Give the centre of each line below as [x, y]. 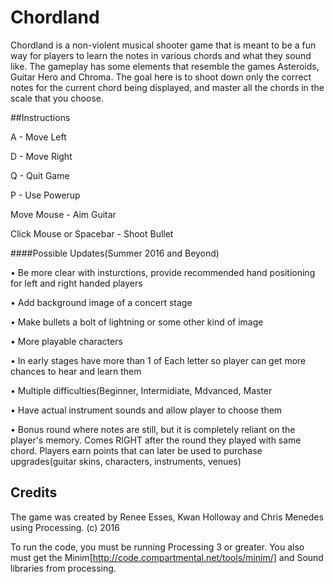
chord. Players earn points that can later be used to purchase [136, 450]
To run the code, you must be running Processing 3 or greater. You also [157, 547]
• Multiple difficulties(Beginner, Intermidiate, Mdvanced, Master [141, 390]
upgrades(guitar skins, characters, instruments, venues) [126, 461]
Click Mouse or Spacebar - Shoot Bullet [92, 233]
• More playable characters [66, 341]
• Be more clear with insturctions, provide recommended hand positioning [163, 272]
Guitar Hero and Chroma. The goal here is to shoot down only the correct [161, 77]
